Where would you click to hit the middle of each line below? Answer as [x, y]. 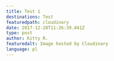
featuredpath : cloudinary [37, 22]
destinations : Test [30, 17]
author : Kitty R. [27, 38]
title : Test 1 [23, 11]
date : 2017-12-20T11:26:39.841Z [45, 28]
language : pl [22, 49]
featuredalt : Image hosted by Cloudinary [57, 44]
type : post [19, 33]
